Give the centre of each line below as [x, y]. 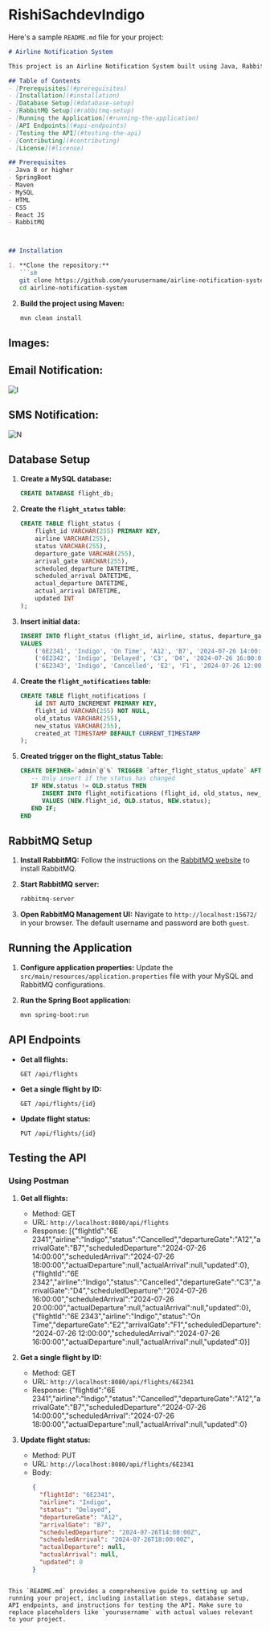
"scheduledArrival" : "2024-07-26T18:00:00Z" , [117, 1540]
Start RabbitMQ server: [59, 884]
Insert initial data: [50, 621]
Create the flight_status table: [73, 509]
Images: [29, 343]
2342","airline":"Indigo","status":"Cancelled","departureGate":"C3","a [146, 1282]
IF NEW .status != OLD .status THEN [89, 786]
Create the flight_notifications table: [85, 682]
